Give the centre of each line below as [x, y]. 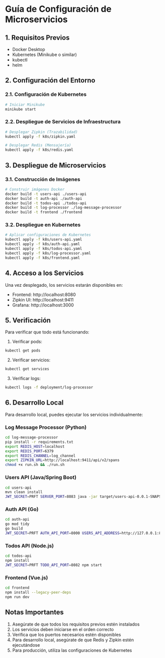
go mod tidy [17, 524]
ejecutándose [26, 645]
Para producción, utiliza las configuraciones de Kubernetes [72, 650]
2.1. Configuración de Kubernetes [46, 94]
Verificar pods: [27, 342]
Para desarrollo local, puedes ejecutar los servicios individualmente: [74, 414]
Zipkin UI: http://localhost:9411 [43, 300]
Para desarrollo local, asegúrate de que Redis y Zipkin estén [73, 640]
